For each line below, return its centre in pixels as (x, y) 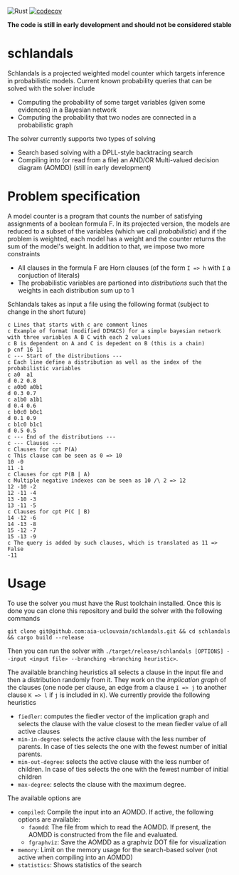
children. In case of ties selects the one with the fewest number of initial (123, 769)
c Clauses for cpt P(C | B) (49, 512)
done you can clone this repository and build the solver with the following (115, 611)
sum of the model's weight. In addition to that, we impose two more (106, 246)
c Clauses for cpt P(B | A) (49, 474)
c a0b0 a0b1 (25, 387)
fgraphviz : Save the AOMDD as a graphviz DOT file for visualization (127, 842)
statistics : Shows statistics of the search (80, 864)
